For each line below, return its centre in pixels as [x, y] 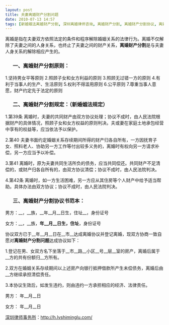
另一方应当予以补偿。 [36, 152]
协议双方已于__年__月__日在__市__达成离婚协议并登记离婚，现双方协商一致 [81, 234]
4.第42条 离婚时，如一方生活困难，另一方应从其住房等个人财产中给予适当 [81, 180]
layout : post [19, 10]
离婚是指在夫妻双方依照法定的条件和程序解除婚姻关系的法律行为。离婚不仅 [82, 39]
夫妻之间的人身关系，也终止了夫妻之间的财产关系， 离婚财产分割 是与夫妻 [89, 45]
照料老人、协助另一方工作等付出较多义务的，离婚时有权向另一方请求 [84, 146]
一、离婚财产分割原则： [41, 66]
